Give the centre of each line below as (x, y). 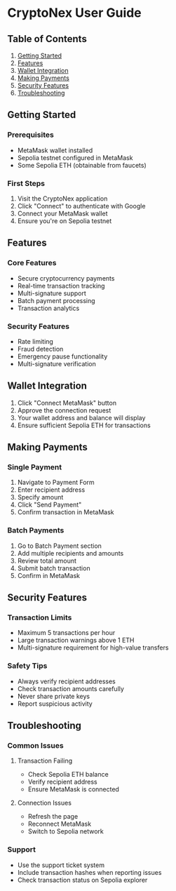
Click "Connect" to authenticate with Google (81, 206)
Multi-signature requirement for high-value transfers (93, 648)
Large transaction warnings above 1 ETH (76, 641)
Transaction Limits (40, 617)
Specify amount (40, 497)
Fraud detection (40, 349)
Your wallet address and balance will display (81, 417)
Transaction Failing (45, 761)
